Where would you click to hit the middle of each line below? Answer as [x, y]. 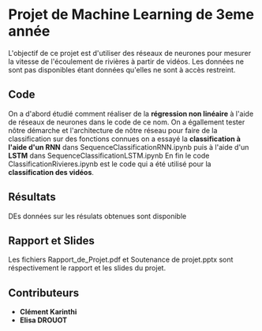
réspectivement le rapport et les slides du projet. [87, 268]
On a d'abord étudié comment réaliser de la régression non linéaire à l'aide [131, 113]
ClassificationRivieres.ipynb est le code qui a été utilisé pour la [110, 164]
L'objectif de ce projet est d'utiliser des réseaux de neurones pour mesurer [129, 53]
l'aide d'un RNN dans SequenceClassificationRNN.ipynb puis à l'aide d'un [129, 147]
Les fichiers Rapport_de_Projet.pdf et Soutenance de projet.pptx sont [121, 260]
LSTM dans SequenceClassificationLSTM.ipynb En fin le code [109, 155]
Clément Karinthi [48, 312]
